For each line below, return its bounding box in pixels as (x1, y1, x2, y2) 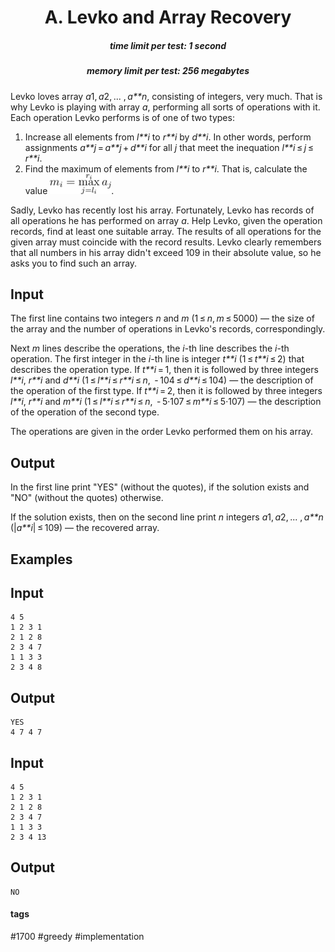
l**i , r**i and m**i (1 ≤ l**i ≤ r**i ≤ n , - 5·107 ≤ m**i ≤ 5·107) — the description (10, 396, 322, 408)
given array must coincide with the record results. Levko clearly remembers (10, 236, 322, 248)
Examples (10, 551, 73, 568)
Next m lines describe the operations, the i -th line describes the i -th (10, 342, 290, 355)
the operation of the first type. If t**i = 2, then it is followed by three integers (10, 385, 323, 397)
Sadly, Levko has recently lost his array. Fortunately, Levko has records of (10, 204, 315, 216)
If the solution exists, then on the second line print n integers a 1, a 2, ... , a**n (10, 511, 324, 523)
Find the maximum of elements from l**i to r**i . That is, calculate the (24, 162, 308, 175)
